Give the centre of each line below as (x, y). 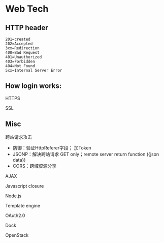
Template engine (23, 205)
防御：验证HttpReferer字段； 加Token (52, 147)
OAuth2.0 (15, 215)
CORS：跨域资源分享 (35, 166)
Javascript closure (25, 186)
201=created (18, 39)
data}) (19, 160)
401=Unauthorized (24, 57)
